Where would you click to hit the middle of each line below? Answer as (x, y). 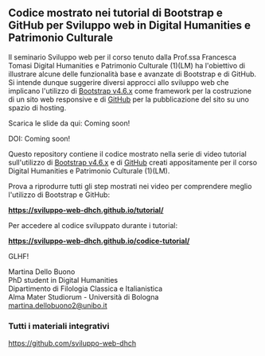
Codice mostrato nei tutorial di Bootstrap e (115, 13)
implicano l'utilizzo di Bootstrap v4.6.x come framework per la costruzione (130, 91)
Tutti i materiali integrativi (59, 326)
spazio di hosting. (37, 107)
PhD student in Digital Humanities (63, 280)
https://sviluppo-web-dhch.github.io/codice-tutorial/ (99, 241)
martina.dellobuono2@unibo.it (58, 305)
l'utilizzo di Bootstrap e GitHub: (59, 195)
